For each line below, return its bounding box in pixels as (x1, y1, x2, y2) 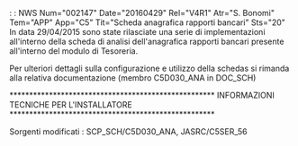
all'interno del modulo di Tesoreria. (9, 46, 139, 56)
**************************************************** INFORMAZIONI (9, 90, 275, 100)
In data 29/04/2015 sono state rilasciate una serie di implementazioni (9, 27, 266, 37)
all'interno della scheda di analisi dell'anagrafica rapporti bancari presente (9, 36, 284, 47)
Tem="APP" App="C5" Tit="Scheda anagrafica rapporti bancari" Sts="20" (9, 17, 286, 28)
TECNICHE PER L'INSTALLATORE (9, 99, 132, 110)
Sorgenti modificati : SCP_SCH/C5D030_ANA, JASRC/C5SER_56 (9, 126, 248, 137)
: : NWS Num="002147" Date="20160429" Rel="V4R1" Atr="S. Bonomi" (9, 8, 275, 18)
